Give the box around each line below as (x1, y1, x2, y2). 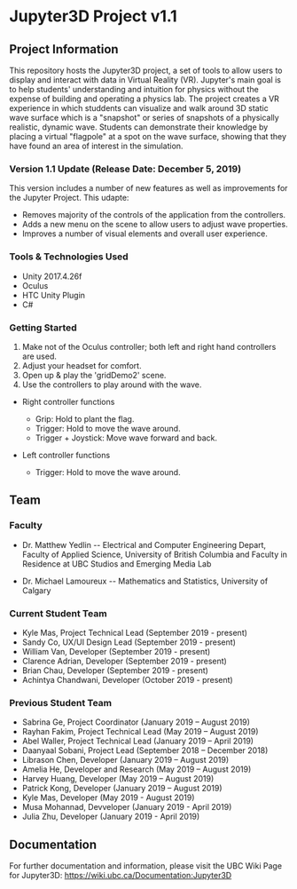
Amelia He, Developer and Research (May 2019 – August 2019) (21, 764, 252, 774)
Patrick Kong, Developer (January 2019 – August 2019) (21, 783, 223, 794)
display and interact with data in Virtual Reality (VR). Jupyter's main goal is (9, 75, 282, 85)
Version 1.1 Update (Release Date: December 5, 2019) (9, 163, 242, 175)
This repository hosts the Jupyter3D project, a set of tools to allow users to (9, 65, 283, 75)
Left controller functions (21, 449, 111, 460)
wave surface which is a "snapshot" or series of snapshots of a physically (9, 113, 279, 123)
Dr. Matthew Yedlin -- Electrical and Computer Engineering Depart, (21, 539, 267, 550)
